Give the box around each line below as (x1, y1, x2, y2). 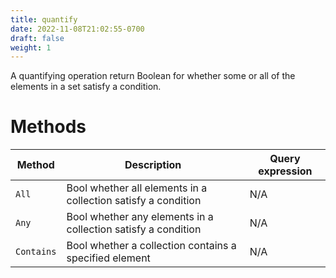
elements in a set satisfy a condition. (10, 81, 162, 93)
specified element (66, 251, 151, 265)
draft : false (10, 33, 65, 43)
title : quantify (10, 14, 78, 25)
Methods (10, 116, 87, 138)
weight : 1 (10, 42, 52, 53)
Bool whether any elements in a (66, 210, 214, 224)
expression (258, 164, 313, 178)
